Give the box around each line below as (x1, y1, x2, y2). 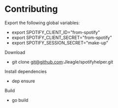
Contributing (4, 3, 58, 15)
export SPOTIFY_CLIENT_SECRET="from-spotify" (11, 35, 112, 40)
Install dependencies (4, 68, 47, 74)
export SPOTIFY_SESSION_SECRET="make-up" (11, 39, 109, 45)
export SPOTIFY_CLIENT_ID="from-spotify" (11, 29, 100, 35)
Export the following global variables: (4, 20, 80, 26)
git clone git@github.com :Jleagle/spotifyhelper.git (11, 59, 114, 65)
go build (11, 97, 29, 103)
